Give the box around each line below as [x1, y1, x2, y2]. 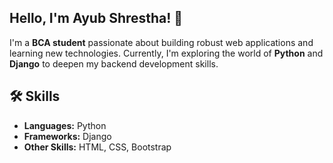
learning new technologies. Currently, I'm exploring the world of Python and [9, 47, 324, 59]
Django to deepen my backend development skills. [9, 57, 219, 70]
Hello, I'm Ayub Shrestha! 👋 [9, 10, 184, 27]
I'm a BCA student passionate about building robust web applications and [9, 36, 314, 48]
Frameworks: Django [23, 130, 112, 142]
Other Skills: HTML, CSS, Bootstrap [23, 141, 172, 153]
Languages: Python [23, 119, 107, 131]
